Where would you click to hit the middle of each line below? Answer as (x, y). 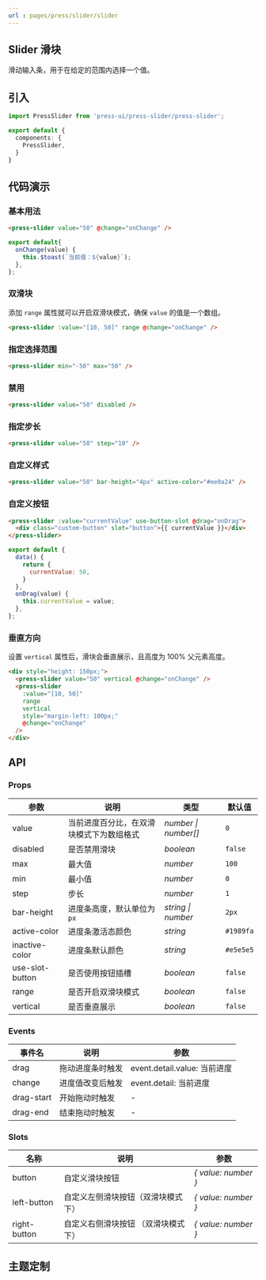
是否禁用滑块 (92, 849)
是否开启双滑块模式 (104, 992)
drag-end (30, 1112)
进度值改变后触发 (91, 1083)
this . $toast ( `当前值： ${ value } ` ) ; (77, 257)
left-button (33, 1202)
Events (22, 1030)
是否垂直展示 (92, 1007)
